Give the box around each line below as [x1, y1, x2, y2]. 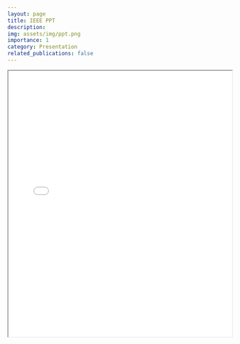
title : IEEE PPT [7, 17, 55, 24]
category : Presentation [7, 43, 78, 50]
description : [7, 23, 46, 30]
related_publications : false [7, 50, 94, 57]
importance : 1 [7, 37, 50, 44]
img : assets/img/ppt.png [7, 30, 81, 38]
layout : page [7, 10, 46, 18]
